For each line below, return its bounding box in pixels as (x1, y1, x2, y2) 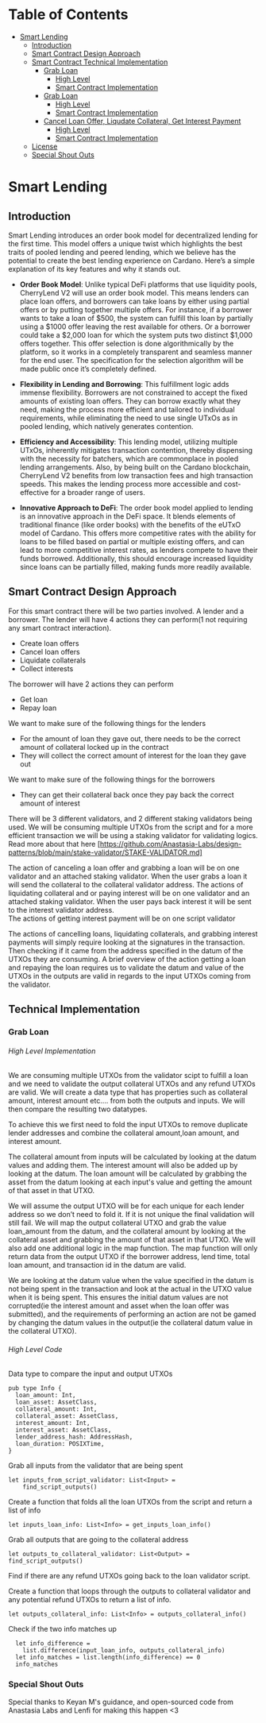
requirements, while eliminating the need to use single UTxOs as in (19, 413, 238, 423)
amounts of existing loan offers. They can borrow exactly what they (19, 396, 241, 406)
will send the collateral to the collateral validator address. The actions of (8, 879, 244, 889)
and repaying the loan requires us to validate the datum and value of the (8, 963, 245, 972)
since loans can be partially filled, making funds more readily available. (19, 562, 252, 571)
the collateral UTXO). (8, 1327, 77, 1336)
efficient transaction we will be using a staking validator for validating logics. (8, 830, 258, 840)
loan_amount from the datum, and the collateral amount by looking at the (8, 1227, 246, 1236)
